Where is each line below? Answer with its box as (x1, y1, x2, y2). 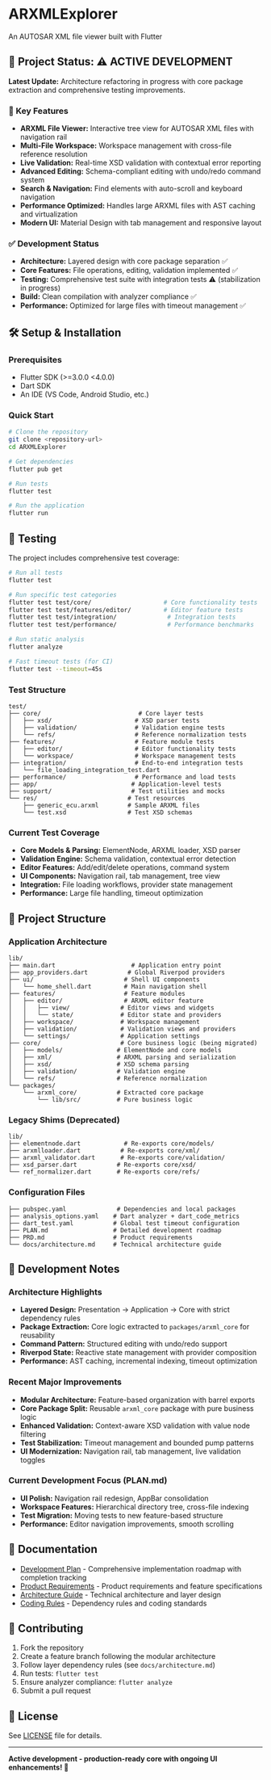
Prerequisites (8, 354, 62, 365)
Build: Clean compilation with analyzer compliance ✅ (19, 292, 198, 301)
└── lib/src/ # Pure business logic (37, 1095, 194, 1103)
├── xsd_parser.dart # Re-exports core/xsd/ (8, 1161, 197, 1169)
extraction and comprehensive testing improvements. (8, 85, 186, 94)
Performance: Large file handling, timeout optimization (19, 888, 204, 898)
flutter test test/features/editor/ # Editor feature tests (8, 606, 244, 614)
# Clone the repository (8, 428, 89, 436)
